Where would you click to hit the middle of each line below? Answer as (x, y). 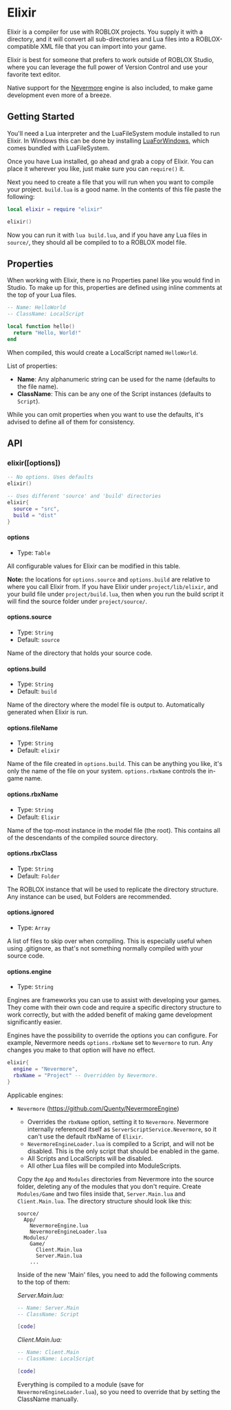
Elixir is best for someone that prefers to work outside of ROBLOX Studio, (111, 59)
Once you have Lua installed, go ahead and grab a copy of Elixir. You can (111, 161)
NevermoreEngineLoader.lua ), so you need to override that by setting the (119, 1391)
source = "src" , (36, 509)
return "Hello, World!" (47, 333)
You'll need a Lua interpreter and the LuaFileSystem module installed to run (113, 133)
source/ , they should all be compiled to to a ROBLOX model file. (97, 242)
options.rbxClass (32, 853)
